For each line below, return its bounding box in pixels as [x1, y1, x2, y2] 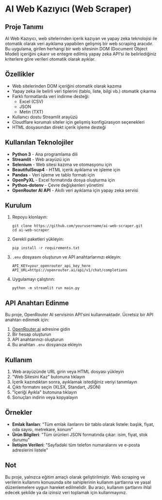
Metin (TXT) [19, 109, 44, 114]
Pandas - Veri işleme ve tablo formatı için [12, 172, 95, 177]
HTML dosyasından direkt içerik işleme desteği [12, 124, 106, 130]
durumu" [12, 436, 30, 442]
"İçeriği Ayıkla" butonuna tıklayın [12, 389, 77, 395]
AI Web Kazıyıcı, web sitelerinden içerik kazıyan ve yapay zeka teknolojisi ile [5, 35, 158, 41]
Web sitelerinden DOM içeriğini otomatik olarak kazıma [12, 83, 122, 89]
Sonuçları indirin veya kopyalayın [12, 394, 78, 401]
